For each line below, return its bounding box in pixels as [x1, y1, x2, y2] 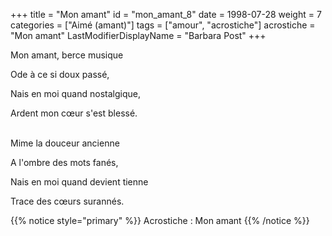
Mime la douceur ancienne [10, 137, 120, 149]
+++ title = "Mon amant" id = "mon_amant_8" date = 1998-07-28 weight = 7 [10, 9, 322, 20]
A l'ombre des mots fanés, [10, 157, 119, 168]
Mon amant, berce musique [10, 49, 124, 61]
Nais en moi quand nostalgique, [10, 88, 141, 99]
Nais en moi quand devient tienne [10, 176, 149, 188]
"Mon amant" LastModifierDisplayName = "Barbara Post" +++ [10, 30, 267, 41]
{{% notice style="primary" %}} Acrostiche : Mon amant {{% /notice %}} [10, 215, 310, 226]
